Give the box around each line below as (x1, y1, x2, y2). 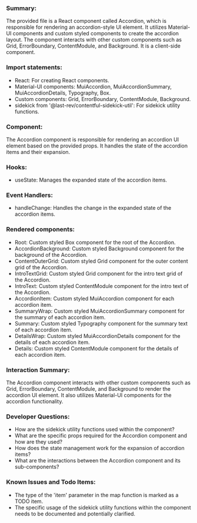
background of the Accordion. (14, 251, 88, 258)
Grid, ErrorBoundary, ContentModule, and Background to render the (6, 385, 171, 393)
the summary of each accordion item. (14, 313, 106, 321)
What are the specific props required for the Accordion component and (14, 432, 187, 439)
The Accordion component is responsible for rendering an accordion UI (6, 136, 179, 143)
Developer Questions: (6, 413, 70, 421)
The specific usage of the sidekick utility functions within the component (14, 504, 191, 511)
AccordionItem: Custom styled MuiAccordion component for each (14, 295, 175, 302)
